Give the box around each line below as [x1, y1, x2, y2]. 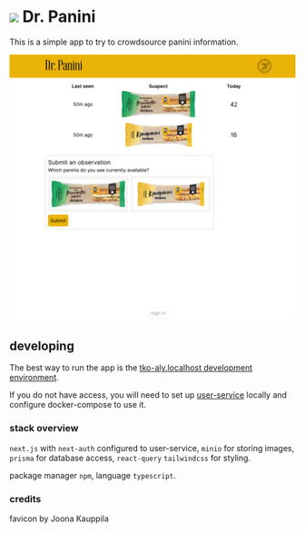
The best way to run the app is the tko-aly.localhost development [9, 362, 253, 373]
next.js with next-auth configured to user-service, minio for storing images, [9, 442, 295, 453]
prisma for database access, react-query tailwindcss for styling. [9, 452, 251, 463]
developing [9, 338, 74, 353]
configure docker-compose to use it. [9, 400, 147, 410]
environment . [9, 372, 59, 383]
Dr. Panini [22, 6, 96, 27]
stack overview [9, 422, 79, 435]
